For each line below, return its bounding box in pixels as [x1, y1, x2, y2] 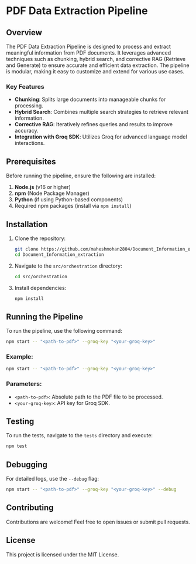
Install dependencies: [14, 284, 67, 291]
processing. [14, 102, 44, 109]
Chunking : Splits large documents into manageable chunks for [14, 96, 166, 103]
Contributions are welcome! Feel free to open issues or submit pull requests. [6, 518, 190, 525]
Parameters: [6, 380, 42, 388]
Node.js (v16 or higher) [14, 184, 71, 191]
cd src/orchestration [14, 273, 67, 279]
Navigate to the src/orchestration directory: [14, 262, 123, 269]
